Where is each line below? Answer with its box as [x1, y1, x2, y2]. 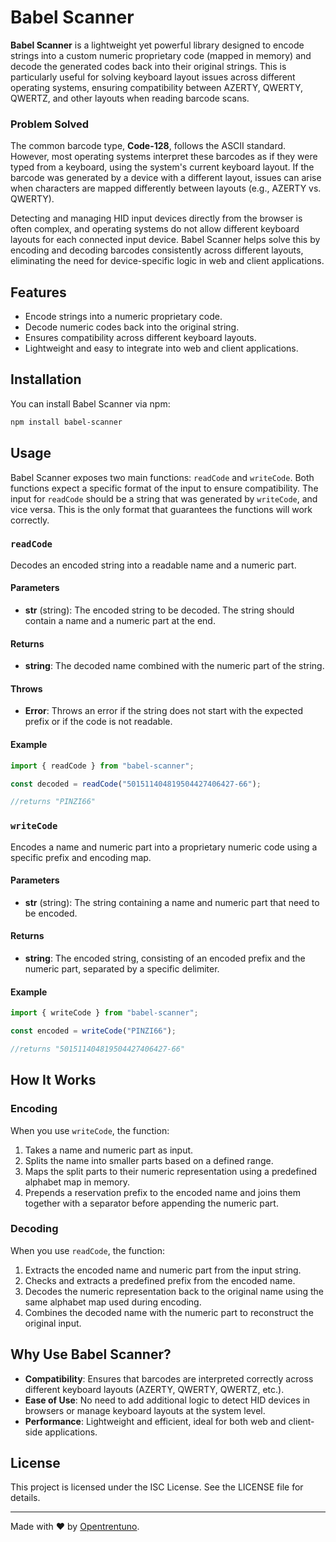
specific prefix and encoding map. [10, 851, 152, 863]
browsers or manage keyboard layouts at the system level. [24, 1404, 266, 1416]
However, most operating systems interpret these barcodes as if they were [10, 151, 318, 163]
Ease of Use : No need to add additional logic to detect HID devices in [24, 1394, 311, 1406]
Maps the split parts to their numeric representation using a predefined [24, 1165, 317, 1177]
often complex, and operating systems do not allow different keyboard [10, 223, 300, 235]
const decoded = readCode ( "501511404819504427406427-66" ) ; [10, 779, 262, 789]
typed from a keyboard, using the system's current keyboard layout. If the [10, 161, 315, 173]
